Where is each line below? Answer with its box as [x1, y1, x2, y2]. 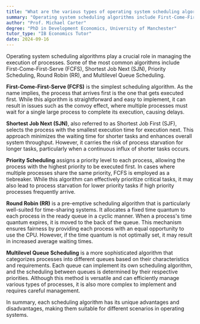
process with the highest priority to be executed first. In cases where [6, 163, 176, 170]
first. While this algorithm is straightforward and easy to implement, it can [6, 96, 186, 103]
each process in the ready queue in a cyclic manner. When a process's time [6, 212, 192, 219]
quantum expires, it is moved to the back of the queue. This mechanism [6, 219, 182, 226]
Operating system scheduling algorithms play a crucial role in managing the [6, 53, 192, 59]
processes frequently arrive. [6, 188, 76, 195]
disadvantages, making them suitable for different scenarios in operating [6, 305, 185, 312]
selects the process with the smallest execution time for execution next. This [6, 126, 194, 133]
